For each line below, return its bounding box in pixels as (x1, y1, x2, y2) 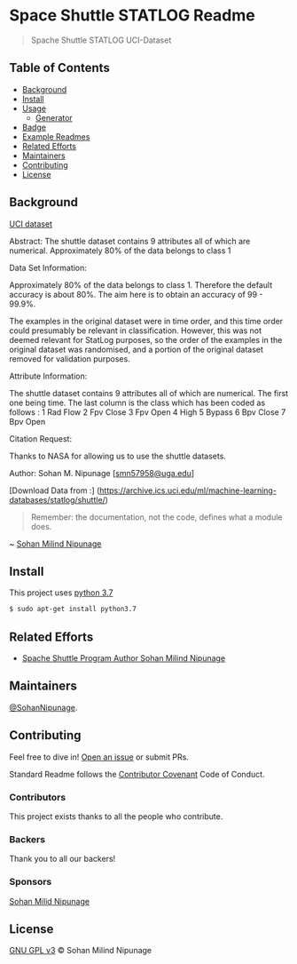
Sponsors (9, 876, 52, 888)
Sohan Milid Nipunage (9, 896, 90, 906)
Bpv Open (9, 416, 46, 426)
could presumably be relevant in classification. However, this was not (9, 325, 262, 336)
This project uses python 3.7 (9, 587, 113, 598)
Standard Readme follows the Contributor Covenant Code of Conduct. (9, 769, 265, 779)
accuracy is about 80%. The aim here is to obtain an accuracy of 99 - (9, 289, 263, 299)
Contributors (9, 791, 66, 803)
